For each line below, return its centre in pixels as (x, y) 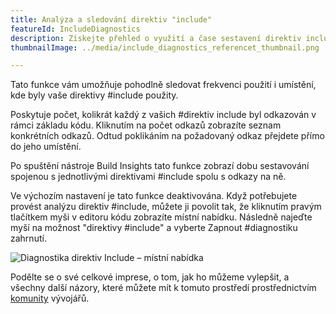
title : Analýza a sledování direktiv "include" (111, 19)
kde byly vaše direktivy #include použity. (94, 95)
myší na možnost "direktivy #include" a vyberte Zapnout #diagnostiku (154, 228)
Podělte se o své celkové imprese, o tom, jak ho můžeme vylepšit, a (150, 277)
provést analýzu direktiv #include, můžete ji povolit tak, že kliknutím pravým (166, 207)
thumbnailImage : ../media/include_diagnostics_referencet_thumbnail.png (165, 47)
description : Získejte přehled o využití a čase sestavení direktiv (156, 38)
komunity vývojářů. (50, 298)
